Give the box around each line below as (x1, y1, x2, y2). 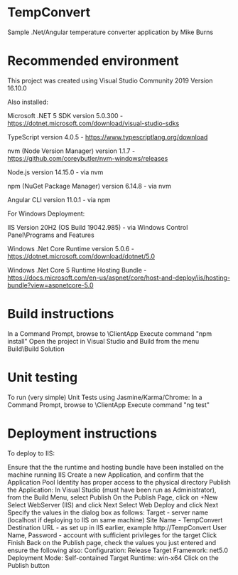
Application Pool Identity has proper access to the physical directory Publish (7, 478, 231, 486)
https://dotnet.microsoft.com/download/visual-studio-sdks (7, 119, 180, 127)
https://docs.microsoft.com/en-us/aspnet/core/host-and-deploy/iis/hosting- (7, 273, 231, 282)
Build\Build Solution (7, 344, 65, 353)
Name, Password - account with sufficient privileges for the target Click (7, 531, 217, 539)
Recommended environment (7, 53, 179, 69)
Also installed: (7, 97, 48, 106)
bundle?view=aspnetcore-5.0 (7, 280, 94, 289)
